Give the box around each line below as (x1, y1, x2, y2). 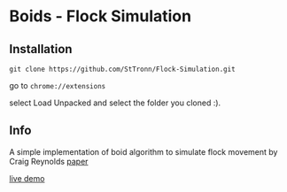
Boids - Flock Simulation (9, 6, 192, 27)
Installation (9, 42, 73, 57)
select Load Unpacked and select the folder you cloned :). (9, 97, 221, 108)
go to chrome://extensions (9, 81, 106, 90)
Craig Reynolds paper (9, 156, 89, 166)
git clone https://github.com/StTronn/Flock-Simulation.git (9, 65, 237, 73)
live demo (9, 173, 45, 183)
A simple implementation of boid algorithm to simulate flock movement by (9, 146, 278, 157)
